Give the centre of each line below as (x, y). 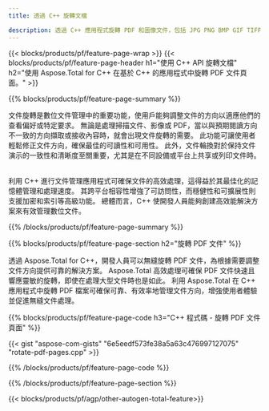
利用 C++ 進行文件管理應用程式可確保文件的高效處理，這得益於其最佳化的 (130, 180)
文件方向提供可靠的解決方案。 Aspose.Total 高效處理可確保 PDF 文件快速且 (132, 270)
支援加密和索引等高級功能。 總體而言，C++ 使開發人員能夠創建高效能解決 (130, 200)
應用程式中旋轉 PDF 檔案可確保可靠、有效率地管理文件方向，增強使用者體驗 (133, 290)
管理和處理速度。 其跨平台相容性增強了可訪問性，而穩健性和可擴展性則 (139, 191)
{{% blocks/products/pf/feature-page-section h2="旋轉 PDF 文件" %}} (125, 243)
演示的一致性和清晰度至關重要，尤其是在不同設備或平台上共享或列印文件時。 (134, 155)
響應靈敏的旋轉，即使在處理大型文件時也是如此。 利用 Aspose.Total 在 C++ (132, 280)
